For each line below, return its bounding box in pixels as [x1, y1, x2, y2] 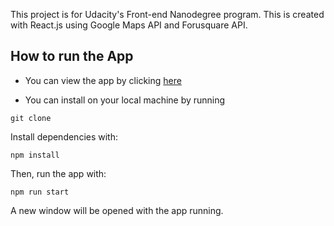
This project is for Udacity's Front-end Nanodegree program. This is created [10, 9, 325, 20]
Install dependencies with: [10, 130, 119, 143]
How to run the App [10, 48, 134, 65]
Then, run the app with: [10, 167, 107, 179]
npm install [10, 150, 60, 160]
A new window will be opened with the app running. [10, 204, 224, 216]
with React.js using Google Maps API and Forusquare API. [10, 19, 248, 31]
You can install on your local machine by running [24, 94, 226, 106]
